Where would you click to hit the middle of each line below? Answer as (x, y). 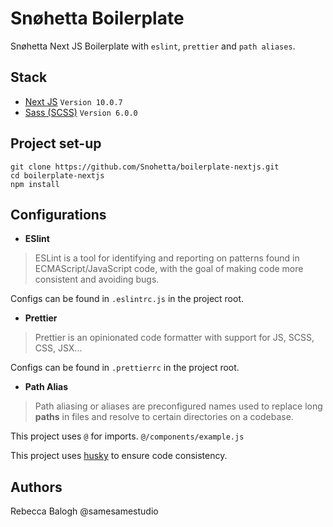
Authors (36, 487)
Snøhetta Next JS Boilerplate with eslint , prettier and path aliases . (153, 46)
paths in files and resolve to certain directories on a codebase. (164, 417)
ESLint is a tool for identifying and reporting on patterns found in (167, 258)
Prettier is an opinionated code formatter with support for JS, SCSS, (174, 338)
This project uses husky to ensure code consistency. (119, 456)
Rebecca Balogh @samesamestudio (84, 511)
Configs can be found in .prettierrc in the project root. (125, 368)
